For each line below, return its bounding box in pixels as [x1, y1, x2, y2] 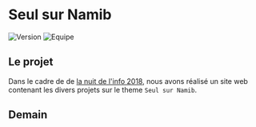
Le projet [8, 55, 54, 69]
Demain [8, 108, 48, 121]
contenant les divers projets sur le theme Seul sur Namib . [8, 85, 198, 94]
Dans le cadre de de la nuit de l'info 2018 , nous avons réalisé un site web [8, 76, 248, 85]
